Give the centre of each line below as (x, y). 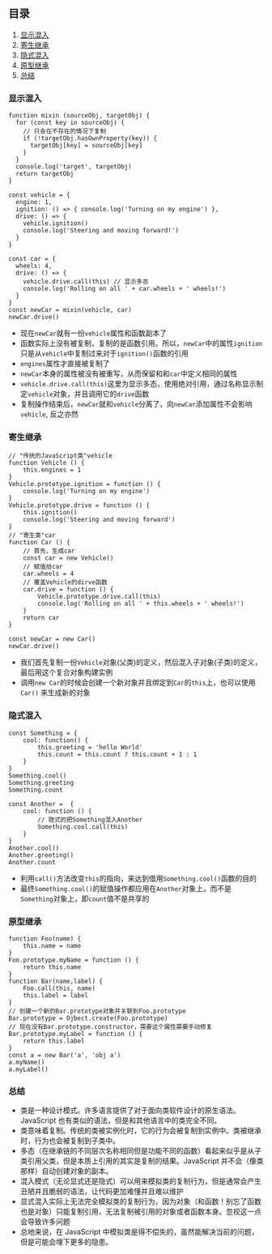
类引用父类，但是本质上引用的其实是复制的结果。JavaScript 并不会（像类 (142, 1161)
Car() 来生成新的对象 (55, 693)
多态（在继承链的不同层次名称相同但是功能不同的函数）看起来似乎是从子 (140, 1151)
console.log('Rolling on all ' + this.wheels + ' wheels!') (141, 604)
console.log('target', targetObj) (74, 167)
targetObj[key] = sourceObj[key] (86, 146)
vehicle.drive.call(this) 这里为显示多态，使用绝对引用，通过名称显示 (138, 384)
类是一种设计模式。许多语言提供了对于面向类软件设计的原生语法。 (130, 1111)
